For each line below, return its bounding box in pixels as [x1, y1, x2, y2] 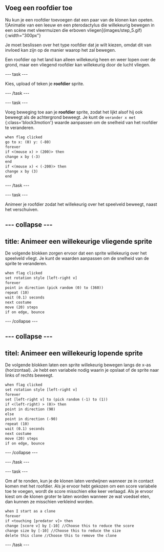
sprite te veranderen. [5, 261, 47, 267]
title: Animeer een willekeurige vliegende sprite [5, 237, 152, 246]
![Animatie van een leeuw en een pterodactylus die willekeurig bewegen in [5, 22, 155, 28]
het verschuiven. [5, 206, 39, 212]
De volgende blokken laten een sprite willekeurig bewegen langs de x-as [5, 362, 151, 368]
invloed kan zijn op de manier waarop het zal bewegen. [5, 47, 116, 53]
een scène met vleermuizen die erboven [5, 27, 86, 33]
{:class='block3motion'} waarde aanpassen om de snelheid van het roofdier [5, 119, 158, 125]
